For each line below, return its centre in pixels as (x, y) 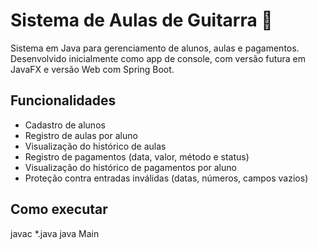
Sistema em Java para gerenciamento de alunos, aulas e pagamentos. (155, 48)
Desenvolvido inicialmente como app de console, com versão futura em (158, 58)
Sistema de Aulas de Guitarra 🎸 (141, 20)
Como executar (59, 209)
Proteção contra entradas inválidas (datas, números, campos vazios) (166, 178)
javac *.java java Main (55, 233)
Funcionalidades (63, 100)
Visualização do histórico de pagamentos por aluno (130, 167)
